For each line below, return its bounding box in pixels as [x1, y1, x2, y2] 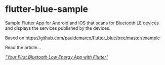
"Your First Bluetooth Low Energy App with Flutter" [5, 54, 109, 60]
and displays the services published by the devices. [5, 25, 111, 31]
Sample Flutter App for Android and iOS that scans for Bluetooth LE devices [5, 20, 159, 26]
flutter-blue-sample [5, 3, 88, 15]
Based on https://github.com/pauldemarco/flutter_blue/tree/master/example [5, 35, 160, 41]
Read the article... [5, 44, 41, 50]
